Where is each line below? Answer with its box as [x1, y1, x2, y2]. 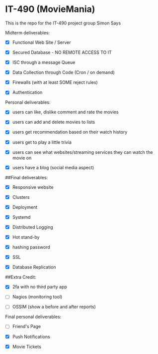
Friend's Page [12, 324, 41, 330]
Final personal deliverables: [5, 314, 62, 320]
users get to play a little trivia [12, 139, 72, 145]
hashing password [12, 244, 51, 250]
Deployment [12, 204, 38, 210]
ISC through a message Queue [12, 59, 76, 65]
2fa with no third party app [12, 284, 67, 290]
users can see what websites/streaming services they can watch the [12, 149, 153, 155]
